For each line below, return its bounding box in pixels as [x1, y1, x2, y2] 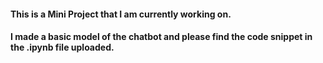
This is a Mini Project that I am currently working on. [10, 8, 232, 20]
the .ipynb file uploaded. [10, 41, 115, 54]
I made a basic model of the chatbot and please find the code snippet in [10, 31, 313, 43]
